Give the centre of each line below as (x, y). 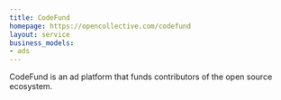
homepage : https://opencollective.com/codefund (100, 26)
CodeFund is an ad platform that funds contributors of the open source (141, 77)
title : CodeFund (40, 18)
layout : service (40, 34)
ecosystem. (31, 86)
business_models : (42, 43)
